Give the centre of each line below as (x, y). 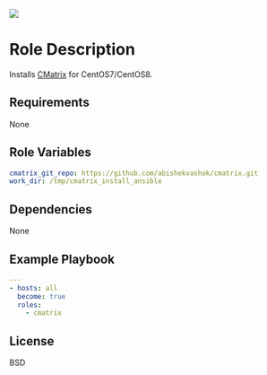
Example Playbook (62, 259)
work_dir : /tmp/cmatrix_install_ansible (86, 181)
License (32, 341)
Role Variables (50, 153)
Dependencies (51, 209)
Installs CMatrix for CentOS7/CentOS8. (81, 74)
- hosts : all (34, 288)
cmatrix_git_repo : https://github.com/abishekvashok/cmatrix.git (133, 173)
